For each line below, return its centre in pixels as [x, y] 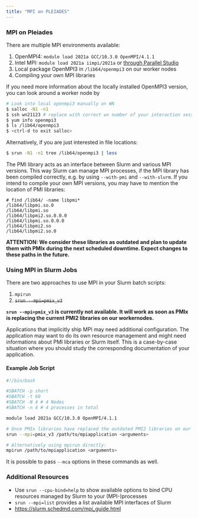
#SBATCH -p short [27, 391]
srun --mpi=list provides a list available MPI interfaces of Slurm [93, 502]
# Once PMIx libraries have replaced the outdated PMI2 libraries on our [99, 429]
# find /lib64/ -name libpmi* [43, 200]
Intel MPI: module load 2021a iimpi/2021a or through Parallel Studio [97, 62]
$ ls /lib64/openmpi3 [33, 126]
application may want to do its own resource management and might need [96, 336]
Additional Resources [37, 477]
